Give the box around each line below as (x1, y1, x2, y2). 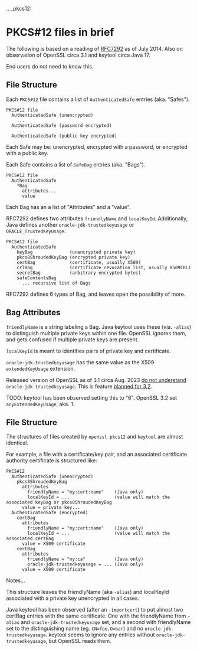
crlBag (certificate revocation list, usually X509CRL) (17, 264, 192, 270)
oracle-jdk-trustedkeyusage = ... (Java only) (27, 561, 144, 567)
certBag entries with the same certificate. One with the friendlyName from (6, 612, 186, 619)
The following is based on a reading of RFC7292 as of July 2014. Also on (6, 45, 183, 52)
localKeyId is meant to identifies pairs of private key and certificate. (6, 347, 171, 354)
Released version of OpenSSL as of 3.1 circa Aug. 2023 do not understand (6, 376, 187, 383)
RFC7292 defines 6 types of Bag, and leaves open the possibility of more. (6, 290, 186, 298)
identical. (6, 439, 28, 446)
